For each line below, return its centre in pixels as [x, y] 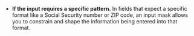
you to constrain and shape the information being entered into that [95, 21]
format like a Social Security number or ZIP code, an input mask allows [100, 15]
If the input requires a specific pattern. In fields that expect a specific [99, 9]
